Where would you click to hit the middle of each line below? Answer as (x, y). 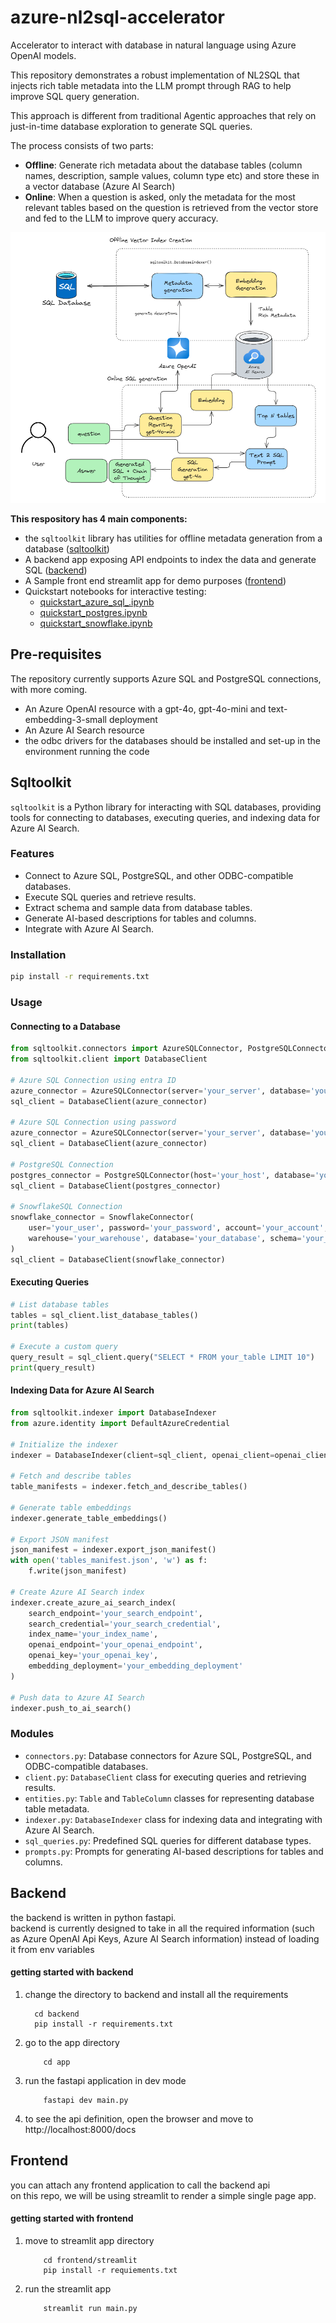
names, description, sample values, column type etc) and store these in (172, 175)
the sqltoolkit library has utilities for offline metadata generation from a (173, 538)
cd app (57, 2062)
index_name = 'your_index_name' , (93, 1634)
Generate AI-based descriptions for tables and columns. (140, 918)
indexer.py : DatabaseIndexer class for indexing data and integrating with (173, 1819)
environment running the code (87, 751)
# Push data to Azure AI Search (77, 1697)
